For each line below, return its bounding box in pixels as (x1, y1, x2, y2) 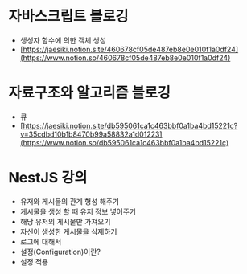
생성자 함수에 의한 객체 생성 (19, 35, 107, 45)
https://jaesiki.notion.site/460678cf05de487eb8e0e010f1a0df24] (23, 44, 239, 54)
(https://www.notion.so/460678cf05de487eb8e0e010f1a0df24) (19, 53, 231, 63)
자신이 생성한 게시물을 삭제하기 (19, 227, 117, 236)
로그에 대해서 (19, 236, 62, 246)
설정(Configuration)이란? (19, 247, 101, 256)
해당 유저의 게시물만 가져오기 (19, 216, 111, 226)
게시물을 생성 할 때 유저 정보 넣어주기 (19, 207, 137, 216)
